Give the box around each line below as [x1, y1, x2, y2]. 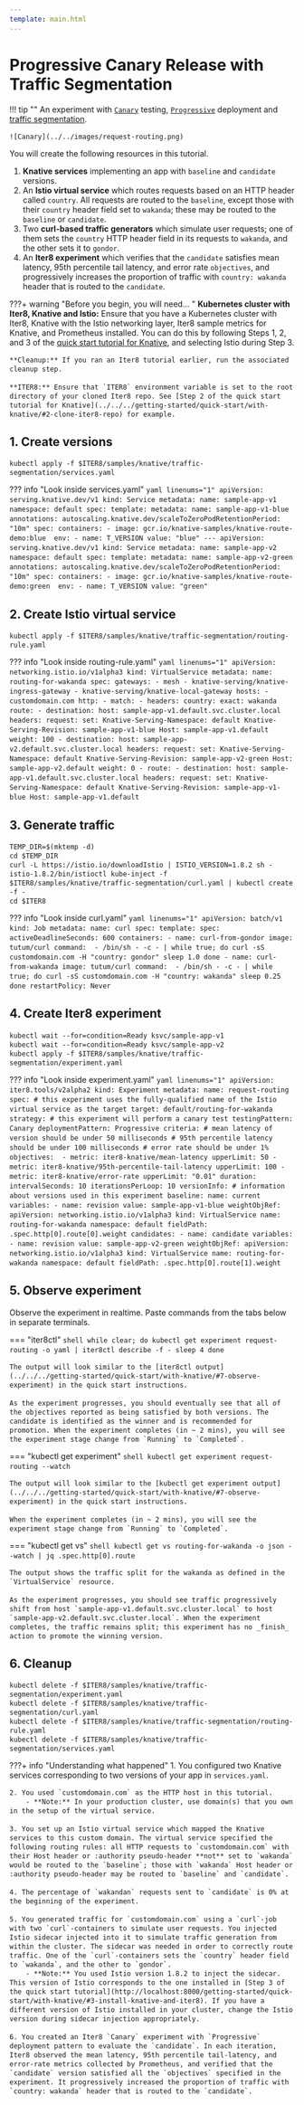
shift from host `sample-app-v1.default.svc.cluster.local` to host [9, 1604, 273, 1614]
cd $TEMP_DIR [9, 851, 59, 860]
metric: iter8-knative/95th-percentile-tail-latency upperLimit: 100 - [9, 1162, 285, 1171]
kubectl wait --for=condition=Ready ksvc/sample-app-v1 [9, 1031, 224, 1040]
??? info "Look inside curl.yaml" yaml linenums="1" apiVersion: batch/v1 [9, 913, 283, 923]
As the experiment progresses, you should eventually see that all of [9, 1399, 281, 1408]
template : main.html [9, 14, 88, 24]
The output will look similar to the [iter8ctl [9, 1362, 193, 1371]
